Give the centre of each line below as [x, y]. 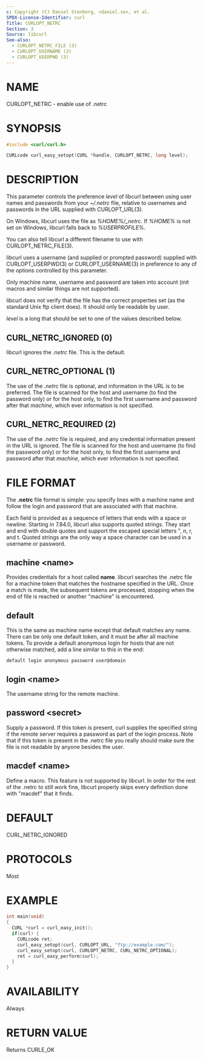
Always [15, 1009]
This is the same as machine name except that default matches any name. [99, 630]
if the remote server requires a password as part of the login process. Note [100, 734]
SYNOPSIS [34, 128]
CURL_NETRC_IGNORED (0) [59, 338]
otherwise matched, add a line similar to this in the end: [75, 650]
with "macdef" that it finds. [40, 793]
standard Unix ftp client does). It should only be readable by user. [88, 307]
